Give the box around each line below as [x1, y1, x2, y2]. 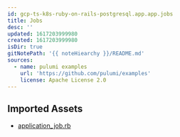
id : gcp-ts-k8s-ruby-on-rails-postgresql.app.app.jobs [7, 10, 174, 18]
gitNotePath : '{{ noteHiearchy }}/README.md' [7, 50, 144, 57]
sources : [7, 57, 33, 64]
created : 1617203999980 [7, 37, 78, 44]
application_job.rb [17, 121, 71, 130]
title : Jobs [7, 17, 43, 24]
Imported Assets [7, 102, 83, 114]
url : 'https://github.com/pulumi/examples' [20, 70, 152, 77]
